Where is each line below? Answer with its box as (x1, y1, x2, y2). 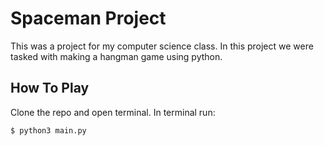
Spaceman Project (10, 7, 167, 30)
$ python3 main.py (10, 125, 87, 136)
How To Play (10, 80, 90, 97)
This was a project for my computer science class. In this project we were (10, 40, 314, 52)
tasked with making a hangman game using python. (10, 50, 223, 62)
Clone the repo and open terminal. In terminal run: (10, 106, 216, 118)
